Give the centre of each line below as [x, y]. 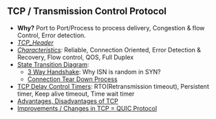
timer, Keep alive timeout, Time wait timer [76, 94]
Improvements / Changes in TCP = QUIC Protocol [87, 108]
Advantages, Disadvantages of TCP [67, 101]
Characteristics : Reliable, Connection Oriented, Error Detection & [109, 50]
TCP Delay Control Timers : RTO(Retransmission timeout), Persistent [113, 86]
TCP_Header [35, 42]
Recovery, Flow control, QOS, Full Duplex [75, 57]
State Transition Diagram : [53, 64]
